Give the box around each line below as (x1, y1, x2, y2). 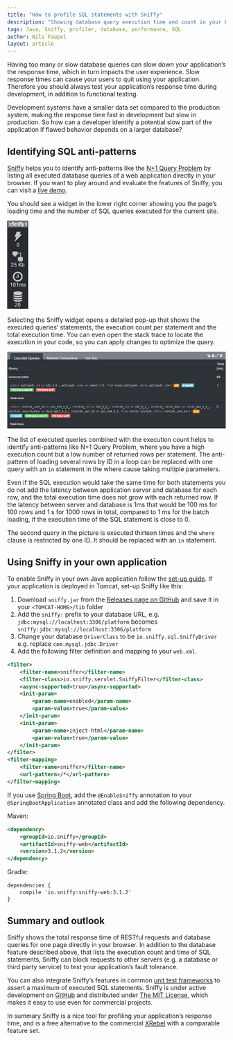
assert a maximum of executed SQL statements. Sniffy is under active (7, 984, 207, 992)
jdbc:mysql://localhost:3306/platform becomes (17, 617, 158, 626)
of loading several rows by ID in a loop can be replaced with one (29, 458, 214, 466)
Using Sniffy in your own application (7, 556, 168, 568)
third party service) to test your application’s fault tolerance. (7, 963, 178, 971)
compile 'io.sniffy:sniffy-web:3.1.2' (19, 889, 132, 896)
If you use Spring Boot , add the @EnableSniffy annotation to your (7, 791, 192, 799)
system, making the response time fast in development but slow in (7, 111, 196, 119)
